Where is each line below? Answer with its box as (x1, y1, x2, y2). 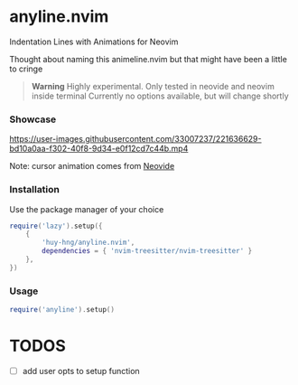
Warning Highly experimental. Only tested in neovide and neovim (31, 80, 275, 91)
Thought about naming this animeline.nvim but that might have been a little (9, 53, 287, 64)
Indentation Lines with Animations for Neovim (9, 36, 179, 47)
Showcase (9, 113, 57, 126)
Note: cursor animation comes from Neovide (9, 161, 175, 172)
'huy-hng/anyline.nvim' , (42, 238, 135, 248)
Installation (9, 183, 61, 196)
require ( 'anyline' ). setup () (9, 305, 116, 315)
